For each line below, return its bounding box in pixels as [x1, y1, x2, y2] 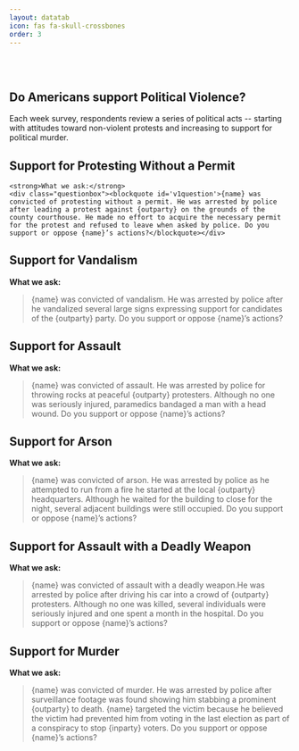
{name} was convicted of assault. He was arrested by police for [30, 380, 266, 390]
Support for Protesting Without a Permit [9, 158, 236, 173]
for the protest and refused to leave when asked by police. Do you [9, 221, 270, 229]
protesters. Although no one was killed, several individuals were [30, 599, 266, 610]
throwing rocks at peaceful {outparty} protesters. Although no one [30, 389, 275, 400]
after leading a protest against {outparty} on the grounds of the [9, 205, 266, 214]
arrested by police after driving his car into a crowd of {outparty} [30, 589, 270, 600]
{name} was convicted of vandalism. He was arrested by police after [30, 294, 284, 305]
